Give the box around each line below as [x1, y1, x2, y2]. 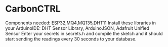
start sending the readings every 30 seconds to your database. [5, 36, 137, 42]
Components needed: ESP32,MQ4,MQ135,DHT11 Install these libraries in [5, 20, 156, 26]
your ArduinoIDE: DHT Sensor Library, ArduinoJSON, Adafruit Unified [5, 25, 149, 31]
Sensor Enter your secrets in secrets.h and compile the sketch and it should [5, 30, 163, 36]
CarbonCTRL [5, 3, 61, 15]
